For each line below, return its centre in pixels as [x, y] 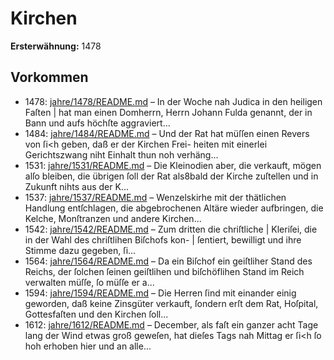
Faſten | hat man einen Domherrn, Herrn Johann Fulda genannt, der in [168, 112]
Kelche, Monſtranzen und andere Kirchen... [113, 218]
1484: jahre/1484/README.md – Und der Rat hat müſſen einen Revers [167, 133]
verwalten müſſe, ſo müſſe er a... [89, 282]
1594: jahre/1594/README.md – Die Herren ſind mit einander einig [160, 293]
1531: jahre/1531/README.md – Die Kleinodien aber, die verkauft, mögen [173, 165]
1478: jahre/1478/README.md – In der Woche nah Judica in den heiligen [173, 101]
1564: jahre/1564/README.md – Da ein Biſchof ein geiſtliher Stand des [168, 261]
